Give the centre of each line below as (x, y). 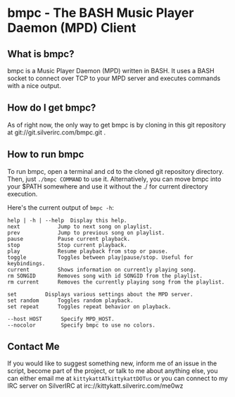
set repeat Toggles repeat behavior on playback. (89, 307)
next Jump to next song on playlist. (80, 227)
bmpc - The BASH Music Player (101, 13)
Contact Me (33, 347)
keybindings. (26, 263)
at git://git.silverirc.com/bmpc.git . (57, 132)
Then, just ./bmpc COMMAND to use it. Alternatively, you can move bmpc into (114, 179)
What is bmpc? (41, 54)
